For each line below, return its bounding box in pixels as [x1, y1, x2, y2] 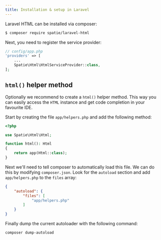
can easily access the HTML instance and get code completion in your [5, 99, 145, 105]
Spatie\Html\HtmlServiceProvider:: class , [14, 63, 100, 68]
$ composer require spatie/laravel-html [5, 30, 90, 35]
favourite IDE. [5, 104, 33, 110]
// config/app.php [5, 49, 43, 54]
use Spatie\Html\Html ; [5, 132, 52, 137]
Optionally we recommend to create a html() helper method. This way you [5, 94, 157, 100]
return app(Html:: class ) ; [14, 151, 68, 156]
